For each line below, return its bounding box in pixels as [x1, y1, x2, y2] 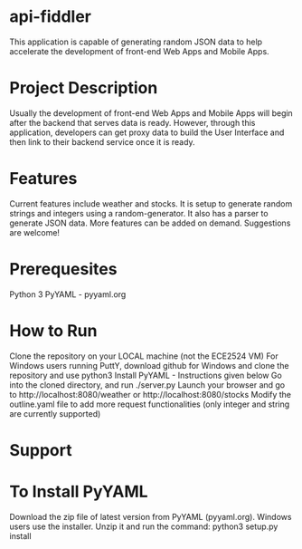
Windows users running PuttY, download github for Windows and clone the [9, 360, 289, 371]
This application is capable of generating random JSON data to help [9, 36, 263, 47]
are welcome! [9, 226, 61, 237]
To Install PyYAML [9, 482, 148, 502]
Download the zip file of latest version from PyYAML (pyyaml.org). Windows [9, 511, 292, 522]
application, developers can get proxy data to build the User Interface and [9, 127, 285, 138]
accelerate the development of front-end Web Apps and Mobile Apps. [9, 45, 269, 56]
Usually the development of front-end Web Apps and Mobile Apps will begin [9, 107, 294, 119]
